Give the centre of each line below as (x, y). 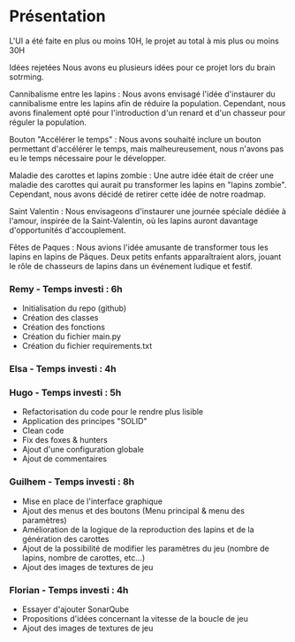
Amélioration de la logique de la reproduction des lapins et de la (138, 530)
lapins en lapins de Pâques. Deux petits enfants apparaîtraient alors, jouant (145, 256)
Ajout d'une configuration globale (83, 450)
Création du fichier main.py (72, 336)
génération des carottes (65, 538)
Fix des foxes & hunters (64, 440)
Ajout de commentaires (64, 459)
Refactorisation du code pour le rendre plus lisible (113, 412)
